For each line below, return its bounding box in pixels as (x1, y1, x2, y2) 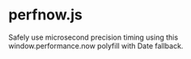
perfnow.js (8, 6, 83, 24)
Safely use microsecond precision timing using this (8, 32, 179, 42)
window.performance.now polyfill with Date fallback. (8, 40, 184, 50)
